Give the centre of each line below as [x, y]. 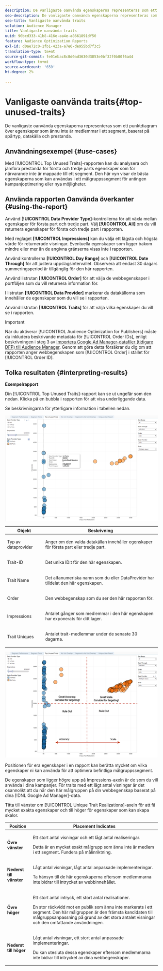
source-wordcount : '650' [30, 67]
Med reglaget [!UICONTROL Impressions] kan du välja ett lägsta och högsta [81, 238]
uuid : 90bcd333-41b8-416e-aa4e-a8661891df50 [51, 36]
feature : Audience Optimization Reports [47, 41]
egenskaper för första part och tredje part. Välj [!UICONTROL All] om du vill [81, 224]
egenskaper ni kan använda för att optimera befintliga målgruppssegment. [79, 771]
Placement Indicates [94, 826]
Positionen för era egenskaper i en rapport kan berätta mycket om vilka [76, 765]
